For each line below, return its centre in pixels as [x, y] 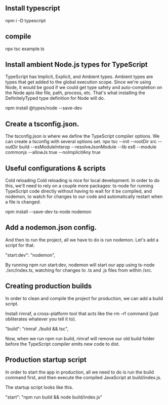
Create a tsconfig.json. [42, 124]
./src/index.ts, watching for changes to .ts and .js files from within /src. [79, 270]
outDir [12, 147]
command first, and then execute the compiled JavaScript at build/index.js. [83, 377]
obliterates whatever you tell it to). [41, 319]
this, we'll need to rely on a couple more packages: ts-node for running [79, 186]
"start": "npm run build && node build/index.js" [54, 397]
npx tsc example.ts [25, 49]
